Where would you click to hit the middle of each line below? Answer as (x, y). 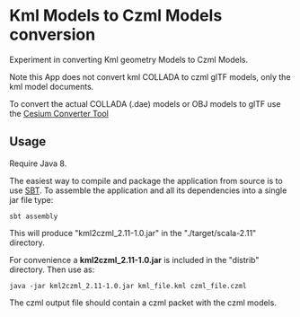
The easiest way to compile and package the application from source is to (146, 181)
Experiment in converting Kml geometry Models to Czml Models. (129, 59)
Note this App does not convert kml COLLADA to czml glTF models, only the (150, 76)
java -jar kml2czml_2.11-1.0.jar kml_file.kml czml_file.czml (128, 286)
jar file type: (31, 199)
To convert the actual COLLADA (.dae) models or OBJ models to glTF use (145, 103)
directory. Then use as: (52, 269)
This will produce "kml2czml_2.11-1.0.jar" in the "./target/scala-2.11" (133, 233)
